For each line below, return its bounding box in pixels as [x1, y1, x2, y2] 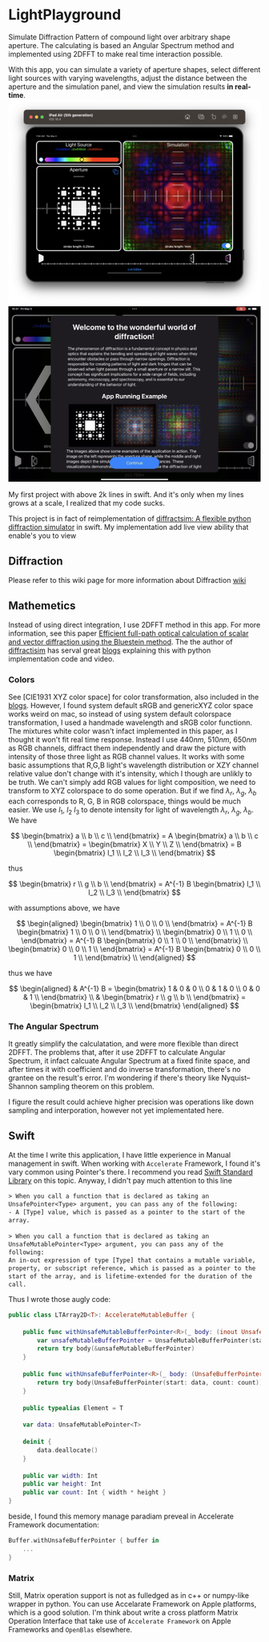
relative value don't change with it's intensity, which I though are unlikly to [8, 769, 252, 779]
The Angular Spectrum [8, 1021, 99, 1032]
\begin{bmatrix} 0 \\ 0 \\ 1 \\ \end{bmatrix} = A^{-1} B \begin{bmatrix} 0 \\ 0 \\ [8, 944, 261, 953]
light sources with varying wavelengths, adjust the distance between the [8, 73, 247, 83]
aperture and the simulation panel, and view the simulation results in [8, 82, 234, 91]
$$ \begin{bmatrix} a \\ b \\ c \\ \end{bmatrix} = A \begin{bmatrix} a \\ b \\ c [10, 831, 259, 840]
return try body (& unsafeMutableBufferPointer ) [37, 1345, 195, 1353]
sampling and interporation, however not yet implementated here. [8, 1106, 224, 1115]
